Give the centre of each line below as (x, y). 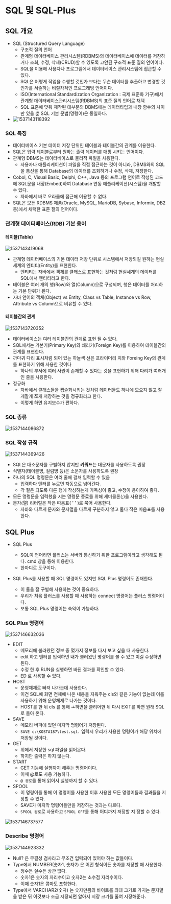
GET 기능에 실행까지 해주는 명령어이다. (59, 768)
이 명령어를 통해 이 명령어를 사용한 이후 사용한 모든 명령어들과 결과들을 (90, 793)
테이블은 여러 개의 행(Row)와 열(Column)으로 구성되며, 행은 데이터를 (81, 284)
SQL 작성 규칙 (21, 442)
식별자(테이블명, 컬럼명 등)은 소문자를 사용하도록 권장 (65, 471)
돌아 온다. (35, 713)
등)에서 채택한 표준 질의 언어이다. (46, 209)
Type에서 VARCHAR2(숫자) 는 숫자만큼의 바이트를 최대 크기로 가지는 (81, 890)
